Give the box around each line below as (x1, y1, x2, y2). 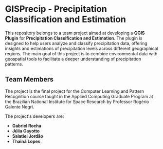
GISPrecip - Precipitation (5, 3, 107, 15)
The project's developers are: (5, 113, 64, 119)
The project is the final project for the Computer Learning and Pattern (5, 88, 145, 94)
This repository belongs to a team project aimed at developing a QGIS (5, 30, 145, 36)
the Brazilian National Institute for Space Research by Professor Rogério (5, 99, 149, 105)
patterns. (5, 61, 23, 67)
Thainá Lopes (12, 138, 40, 144)
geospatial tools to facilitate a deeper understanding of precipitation (5, 56, 141, 62)
